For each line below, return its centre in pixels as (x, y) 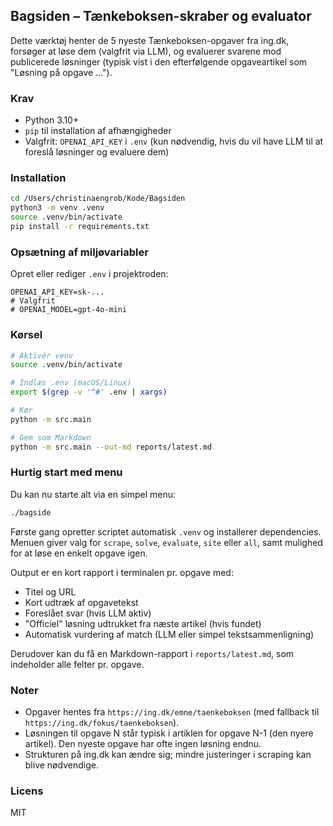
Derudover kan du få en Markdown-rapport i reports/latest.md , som (152, 653)
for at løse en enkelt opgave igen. (79, 553)
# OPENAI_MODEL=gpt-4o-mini (69, 310)
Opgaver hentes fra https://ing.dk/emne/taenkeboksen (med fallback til (172, 711)
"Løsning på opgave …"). (61, 72)
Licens (27, 791)
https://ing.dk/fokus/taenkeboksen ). (102, 722)
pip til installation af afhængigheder (98, 131)
